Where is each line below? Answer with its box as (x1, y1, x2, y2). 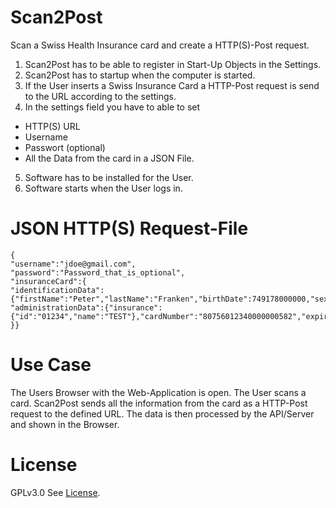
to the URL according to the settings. (24, 90, 177, 102)
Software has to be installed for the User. (24, 171, 194, 183)
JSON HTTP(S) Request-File (10, 217, 249, 240)
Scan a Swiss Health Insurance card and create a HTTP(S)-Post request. (10, 39, 310, 51)
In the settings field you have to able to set (24, 101, 201, 113)
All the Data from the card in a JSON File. (24, 152, 195, 164)
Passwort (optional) (24, 141, 106, 153)
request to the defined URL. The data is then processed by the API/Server (10, 407, 315, 420)
